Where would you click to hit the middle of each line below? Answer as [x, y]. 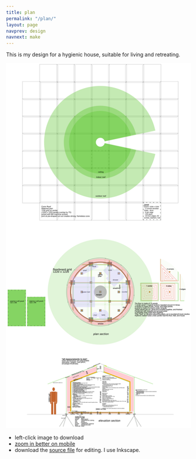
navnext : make [23, 37]
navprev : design [26, 31]
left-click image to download [49, 438]
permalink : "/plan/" [31, 18]
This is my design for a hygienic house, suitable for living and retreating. [93, 55]
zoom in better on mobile [45, 444]
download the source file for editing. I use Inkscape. [77, 450]
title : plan [21, 12]
